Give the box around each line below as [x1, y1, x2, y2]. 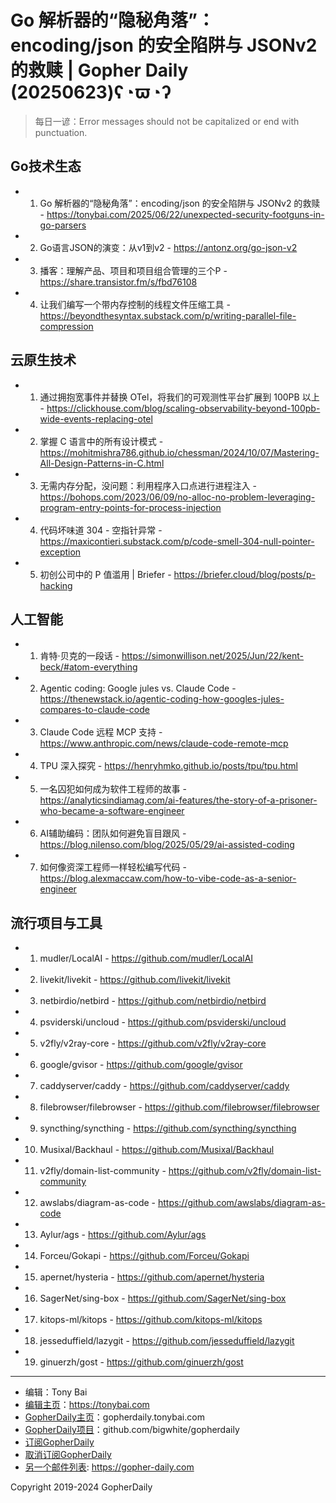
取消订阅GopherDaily [24, 1449, 112, 1461]
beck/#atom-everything [39, 661, 138, 673]
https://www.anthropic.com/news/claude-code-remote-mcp [39, 737, 289, 750]
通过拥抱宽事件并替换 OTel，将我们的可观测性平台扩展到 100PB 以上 [39, 391, 320, 403]
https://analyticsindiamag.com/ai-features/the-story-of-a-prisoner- [39, 794, 318, 806]
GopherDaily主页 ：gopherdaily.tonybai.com [24, 1411, 205, 1423]
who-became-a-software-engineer [39, 805, 185, 817]
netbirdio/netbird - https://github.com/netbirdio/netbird [39, 995, 267, 1007]
